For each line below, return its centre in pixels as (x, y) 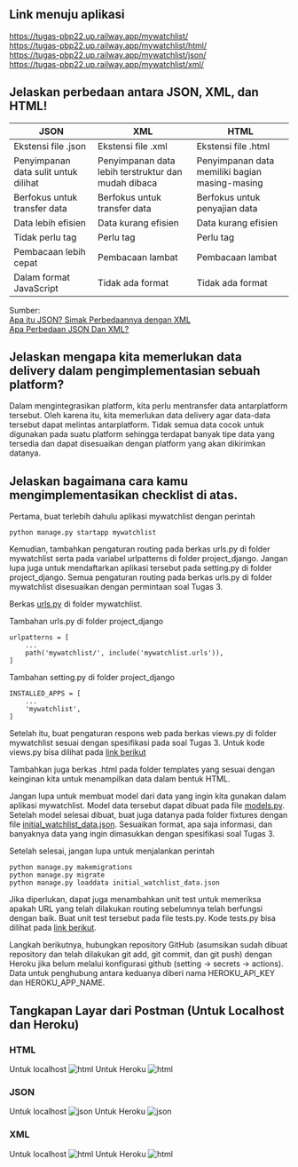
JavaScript (36, 288)
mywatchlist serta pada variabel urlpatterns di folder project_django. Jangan (149, 559)
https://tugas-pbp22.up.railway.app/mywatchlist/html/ (108, 45)
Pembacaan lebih (50, 251)
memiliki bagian (229, 171)
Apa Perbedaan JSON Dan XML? (69, 329)
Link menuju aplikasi (67, 15)
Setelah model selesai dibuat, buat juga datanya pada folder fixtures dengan (149, 815)
